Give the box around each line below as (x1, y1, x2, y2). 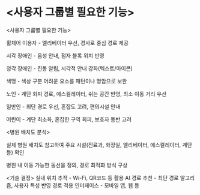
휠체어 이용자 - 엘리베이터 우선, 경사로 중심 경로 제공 (6, 39, 129, 46)
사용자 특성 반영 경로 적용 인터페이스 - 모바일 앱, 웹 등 (14, 181, 140, 189)
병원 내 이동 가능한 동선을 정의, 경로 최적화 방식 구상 (6, 161, 128, 169)
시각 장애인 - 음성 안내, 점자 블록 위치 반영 (6, 52, 105, 59)
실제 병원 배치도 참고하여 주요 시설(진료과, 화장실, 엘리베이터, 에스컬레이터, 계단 (6, 141, 192, 148)
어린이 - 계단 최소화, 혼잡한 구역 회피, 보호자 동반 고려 (6, 115, 132, 123)
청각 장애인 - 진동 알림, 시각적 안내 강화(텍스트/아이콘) (6, 64, 133, 72)
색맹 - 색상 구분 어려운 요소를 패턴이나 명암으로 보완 (6, 77, 127, 85)
